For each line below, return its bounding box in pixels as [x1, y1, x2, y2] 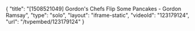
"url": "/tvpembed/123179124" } [5, 18, 85, 25]
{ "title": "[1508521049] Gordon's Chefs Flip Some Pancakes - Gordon [5, 5, 182, 12]
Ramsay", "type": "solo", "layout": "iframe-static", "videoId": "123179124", [5, 12, 190, 19]
